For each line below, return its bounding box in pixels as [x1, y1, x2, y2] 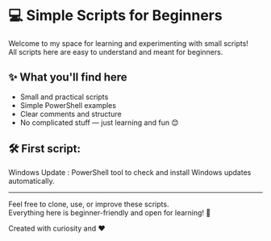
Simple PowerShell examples [19, 100, 117, 110]
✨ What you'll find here [8, 70, 127, 85]
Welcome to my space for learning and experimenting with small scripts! [8, 38, 248, 48]
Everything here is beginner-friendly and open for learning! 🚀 [8, 207, 211, 218]
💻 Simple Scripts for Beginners [8, 6, 223, 25]
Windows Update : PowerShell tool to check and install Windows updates [8, 167, 252, 177]
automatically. [8, 176, 55, 185]
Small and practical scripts [19, 92, 109, 102]
